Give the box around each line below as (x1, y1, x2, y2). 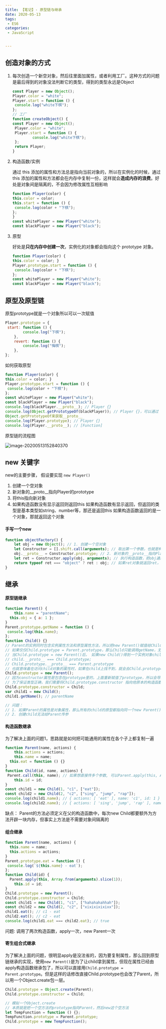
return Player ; (14, 144, 46, 149)
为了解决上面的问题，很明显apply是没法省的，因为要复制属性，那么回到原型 (5, 953, 160, 959)
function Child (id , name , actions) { (5, 768, 83, 773)
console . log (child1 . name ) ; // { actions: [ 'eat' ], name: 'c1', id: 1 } (5, 796, 161, 801)
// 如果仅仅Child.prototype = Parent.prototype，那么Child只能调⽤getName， (5, 648, 158, 653)
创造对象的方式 (5, 59, 51, 67)
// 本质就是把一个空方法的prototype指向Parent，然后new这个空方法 (5, 1005, 129, 1010)
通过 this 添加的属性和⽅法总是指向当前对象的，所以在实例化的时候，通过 (12, 169, 161, 175)
